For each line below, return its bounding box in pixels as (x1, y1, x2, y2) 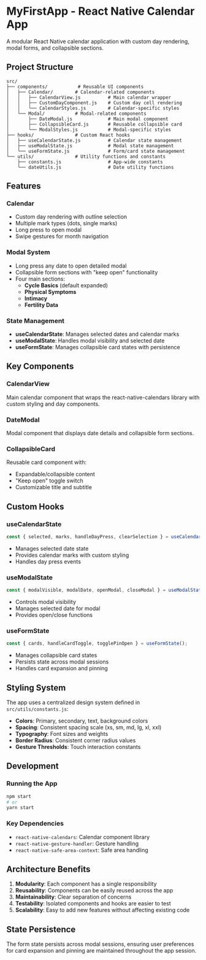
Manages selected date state (15, 544, 89, 552)
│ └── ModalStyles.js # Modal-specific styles (6, 126, 172, 133)
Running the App (6, 780, 58, 788)
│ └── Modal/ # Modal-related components (6, 110, 147, 117)
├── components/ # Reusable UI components (6, 83, 144, 90)
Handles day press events (15, 557, 82, 565)
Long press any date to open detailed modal (15, 262, 127, 269)
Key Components (6, 361, 74, 372)
